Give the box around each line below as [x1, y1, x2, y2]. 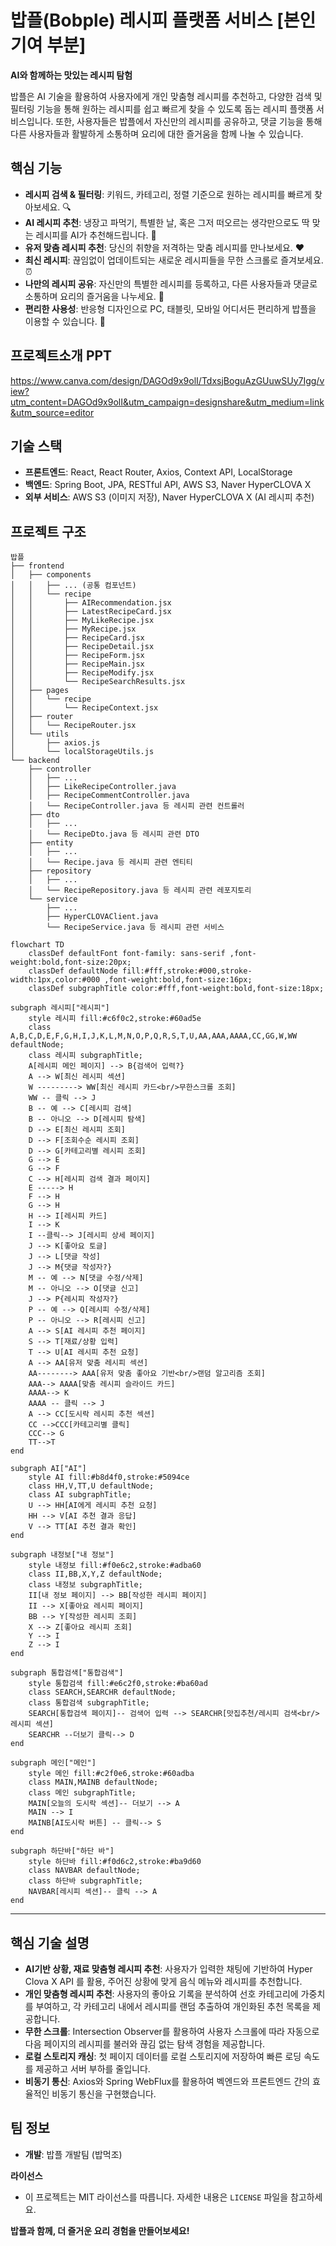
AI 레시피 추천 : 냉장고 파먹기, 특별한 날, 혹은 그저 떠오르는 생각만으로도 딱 [24, 216, 310, 228]
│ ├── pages [10, 686, 70, 696]
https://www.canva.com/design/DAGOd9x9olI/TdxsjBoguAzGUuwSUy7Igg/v [10, 374, 325, 386]
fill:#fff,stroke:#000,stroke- [121, 966, 253, 976]
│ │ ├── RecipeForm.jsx [10, 651, 145, 661]
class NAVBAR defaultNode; [28, 1866, 141, 1876]
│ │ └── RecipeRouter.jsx [10, 721, 137, 731]
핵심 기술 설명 [10, 1934, 90, 1951]
